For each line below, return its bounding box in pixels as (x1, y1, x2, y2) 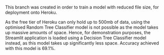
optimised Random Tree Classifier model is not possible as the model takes (5, 24, 159, 30)
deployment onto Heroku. (5, 9, 57, 15)
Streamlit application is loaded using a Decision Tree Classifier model (5, 35, 147, 41)
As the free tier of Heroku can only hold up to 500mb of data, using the (5, 19, 150, 25)
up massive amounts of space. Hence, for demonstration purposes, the (5, 30, 151, 35)
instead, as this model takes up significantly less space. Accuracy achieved (5, 40, 160, 46)
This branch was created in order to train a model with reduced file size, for (5, 4, 160, 10)
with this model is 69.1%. (5, 46, 55, 51)
